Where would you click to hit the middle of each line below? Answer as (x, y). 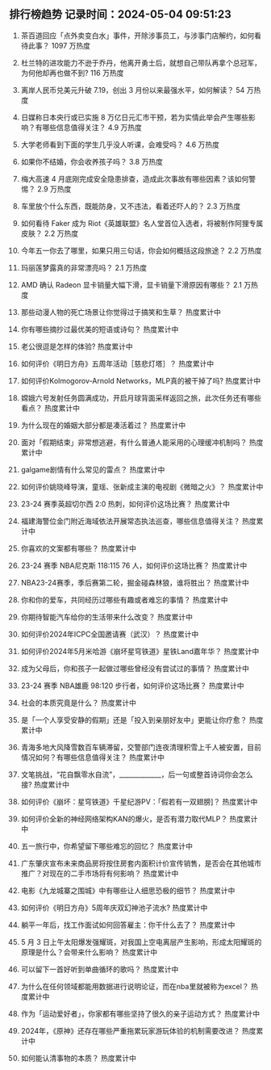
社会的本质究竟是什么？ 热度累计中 (78, 703)
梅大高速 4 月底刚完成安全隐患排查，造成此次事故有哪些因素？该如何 (135, 178)
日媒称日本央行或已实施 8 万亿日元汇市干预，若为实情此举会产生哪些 (135, 117)
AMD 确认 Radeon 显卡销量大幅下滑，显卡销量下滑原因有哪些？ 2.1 (131, 284)
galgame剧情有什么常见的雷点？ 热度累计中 (93, 469)
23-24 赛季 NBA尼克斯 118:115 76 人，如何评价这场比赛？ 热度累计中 (134, 565)
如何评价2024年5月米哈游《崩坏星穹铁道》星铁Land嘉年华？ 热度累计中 (140, 651)
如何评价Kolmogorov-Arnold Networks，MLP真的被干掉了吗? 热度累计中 (141, 380)
